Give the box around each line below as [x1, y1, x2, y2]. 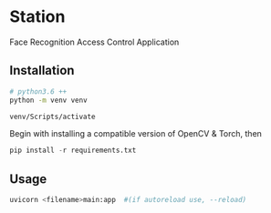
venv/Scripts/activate [9, 112, 96, 121]
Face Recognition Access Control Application [9, 36, 180, 47]
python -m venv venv [9, 96, 89, 105]
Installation [9, 63, 75, 78]
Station [9, 6, 66, 27]
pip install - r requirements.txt [9, 146, 137, 156]
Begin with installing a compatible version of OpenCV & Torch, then [9, 128, 263, 139]
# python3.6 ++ [9, 86, 68, 96]
